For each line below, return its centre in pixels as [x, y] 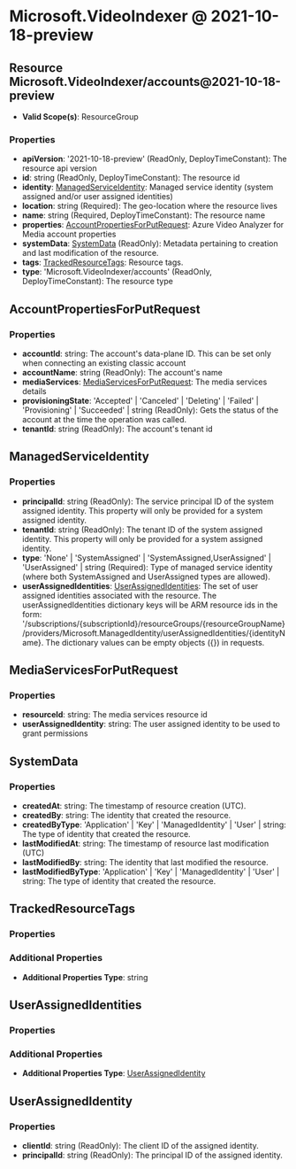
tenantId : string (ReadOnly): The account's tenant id [117, 429]
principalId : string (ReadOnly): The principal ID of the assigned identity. [152, 1155]
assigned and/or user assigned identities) [98, 197]
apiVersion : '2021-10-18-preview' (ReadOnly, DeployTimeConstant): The [154, 159]
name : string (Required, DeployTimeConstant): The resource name [144, 215]
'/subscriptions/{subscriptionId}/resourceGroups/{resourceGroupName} [153, 623]
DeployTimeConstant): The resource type [98, 282]
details [34, 391]
